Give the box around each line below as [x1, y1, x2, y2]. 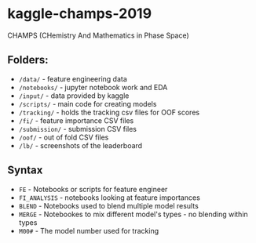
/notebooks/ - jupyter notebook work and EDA [18, 82, 168, 92]
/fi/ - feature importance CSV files [18, 115, 134, 125]
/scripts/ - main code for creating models [18, 99, 157, 108]
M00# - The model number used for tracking [18, 226, 159, 235]
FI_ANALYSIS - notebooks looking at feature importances [18, 193, 201, 202]
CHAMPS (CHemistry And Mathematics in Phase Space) [7, 31, 189, 40]
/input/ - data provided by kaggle [18, 91, 130, 100]
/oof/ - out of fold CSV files [18, 132, 109, 142]
